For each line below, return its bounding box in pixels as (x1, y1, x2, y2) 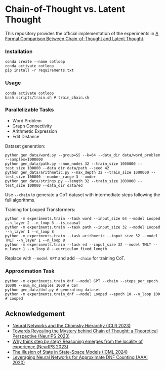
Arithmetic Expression (12, 128, 58, 134)
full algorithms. (5, 197, 36, 203)
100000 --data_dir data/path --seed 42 (27, 165, 110, 170)
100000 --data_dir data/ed (27, 183, 83, 188)
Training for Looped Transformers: (5, 207, 76, 212)
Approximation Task (5, 267, 55, 274)
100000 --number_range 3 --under (27, 174, 96, 179)
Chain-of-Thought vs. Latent (5, 3, 125, 15)
